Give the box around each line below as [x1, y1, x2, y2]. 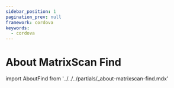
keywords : [5, 25, 30, 31]
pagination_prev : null [5, 14, 62, 20]
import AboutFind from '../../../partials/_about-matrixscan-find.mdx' [5, 75, 169, 82]
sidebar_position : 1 [5, 8, 57, 15]
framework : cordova [5, 19, 54, 25]
